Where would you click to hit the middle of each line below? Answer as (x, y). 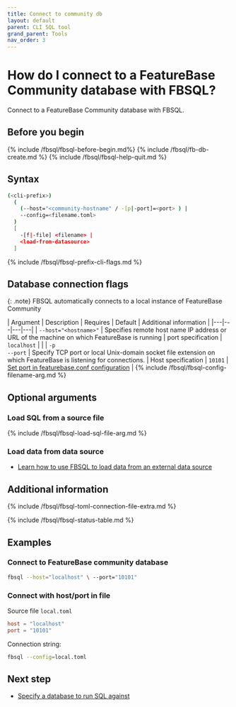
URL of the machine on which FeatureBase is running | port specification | (115, 338)
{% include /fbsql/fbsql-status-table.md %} (71, 520)
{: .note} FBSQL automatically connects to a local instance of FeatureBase (115, 301)
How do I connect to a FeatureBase (111, 76)
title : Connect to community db (55, 14)
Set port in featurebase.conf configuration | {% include (87, 368)
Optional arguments (52, 397)
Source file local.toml (40, 611)
